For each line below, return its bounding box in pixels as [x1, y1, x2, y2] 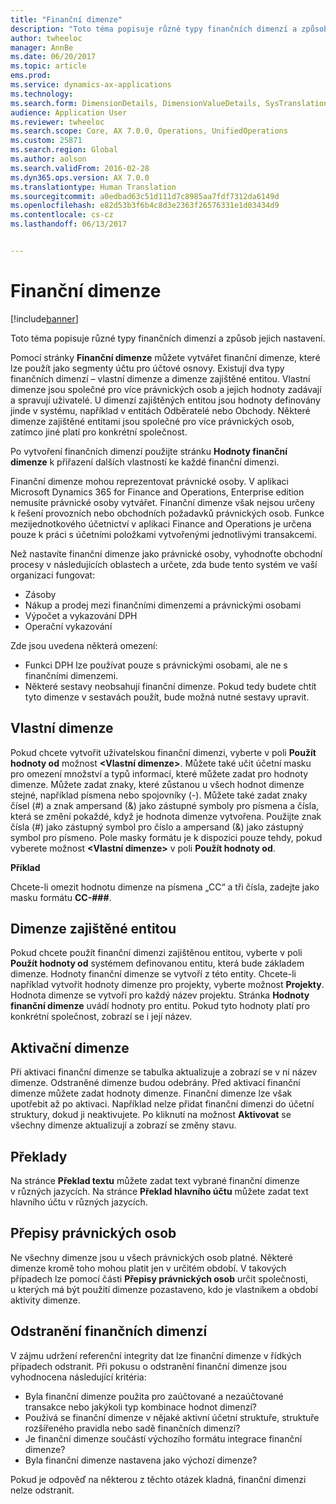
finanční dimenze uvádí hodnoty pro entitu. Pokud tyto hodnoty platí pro [10, 1000, 310, 1012]
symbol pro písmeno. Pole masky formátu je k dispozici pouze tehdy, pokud [10, 831, 323, 843]
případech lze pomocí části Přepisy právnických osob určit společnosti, [10, 1272, 309, 1285]
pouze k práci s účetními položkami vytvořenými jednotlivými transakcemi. [10, 528, 317, 540]
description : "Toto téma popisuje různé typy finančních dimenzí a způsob [10, 24, 329, 34]
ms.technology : [10, 89, 74, 99]
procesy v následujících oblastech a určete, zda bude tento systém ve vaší [10, 558, 318, 570]
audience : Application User [10, 107, 128, 118]
